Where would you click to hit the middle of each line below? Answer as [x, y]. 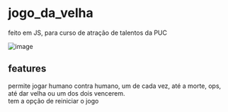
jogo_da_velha [51, 13]
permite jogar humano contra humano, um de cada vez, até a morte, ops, [115, 86]
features [27, 69]
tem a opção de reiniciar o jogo [53, 101]
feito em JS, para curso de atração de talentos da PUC [88, 33]
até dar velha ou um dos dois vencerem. [67, 93]
